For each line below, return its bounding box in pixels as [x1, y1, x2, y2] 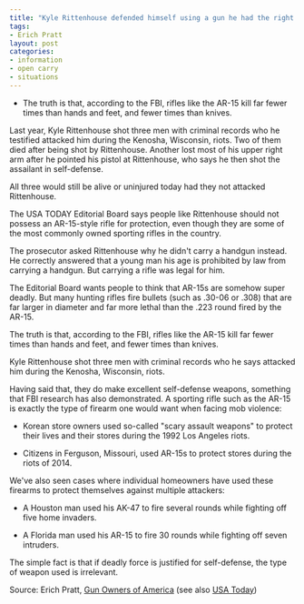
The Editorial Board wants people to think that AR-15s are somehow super [9, 282, 286, 293]
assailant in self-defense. [9, 163, 104, 174]
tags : [9, 22, 30, 31]
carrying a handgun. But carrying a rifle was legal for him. [9, 265, 225, 276]
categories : [9, 47, 54, 56]
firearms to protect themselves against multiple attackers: [9, 484, 225, 496]
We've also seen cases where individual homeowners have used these [9, 475, 274, 486]
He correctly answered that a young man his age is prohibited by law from [9, 255, 287, 266]
